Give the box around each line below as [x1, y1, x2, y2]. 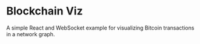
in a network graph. [6, 30, 55, 37]
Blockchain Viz [6, 4, 83, 18]
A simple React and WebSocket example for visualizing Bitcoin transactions [6, 24, 195, 31]
